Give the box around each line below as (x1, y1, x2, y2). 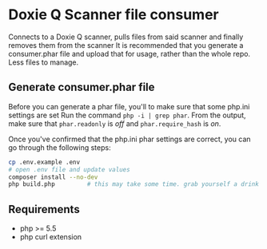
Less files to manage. (8, 57, 79, 67)
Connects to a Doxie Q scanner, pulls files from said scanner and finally (8, 32, 244, 41)
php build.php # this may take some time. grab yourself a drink (8, 180, 260, 188)
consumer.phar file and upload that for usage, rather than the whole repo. (8, 49, 250, 58)
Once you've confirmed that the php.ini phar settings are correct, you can (8, 134, 251, 144)
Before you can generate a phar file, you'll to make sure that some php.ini (8, 101, 250, 111)
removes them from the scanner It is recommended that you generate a (8, 40, 244, 49)
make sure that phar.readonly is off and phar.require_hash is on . (8, 118, 221, 128)
